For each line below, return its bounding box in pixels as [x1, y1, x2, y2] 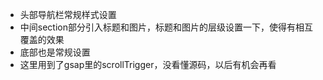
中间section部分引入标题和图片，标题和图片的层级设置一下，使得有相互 [19, 21, 313, 33]
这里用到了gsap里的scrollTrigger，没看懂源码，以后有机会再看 [19, 59, 277, 70]
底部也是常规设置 [19, 46, 91, 58]
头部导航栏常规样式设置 [19, 9, 117, 20]
